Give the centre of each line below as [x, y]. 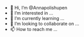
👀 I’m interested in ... [32, 13]
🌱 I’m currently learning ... [37, 18]
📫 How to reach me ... [34, 29]
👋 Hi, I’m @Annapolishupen [39, 8]
